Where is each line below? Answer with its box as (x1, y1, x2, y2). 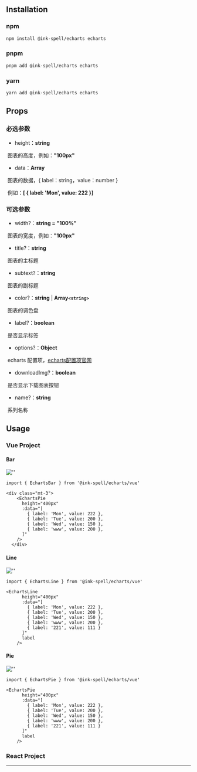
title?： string (14, 244, 47, 251)
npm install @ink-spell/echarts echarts (6, 35, 107, 42)
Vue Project (6, 441, 40, 450)
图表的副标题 (7, 281, 39, 289)
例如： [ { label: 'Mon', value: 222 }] (7, 189, 94, 196)
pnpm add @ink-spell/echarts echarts (6, 63, 98, 69)
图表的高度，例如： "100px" (7, 152, 75, 159)
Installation (6, 5, 48, 15)
